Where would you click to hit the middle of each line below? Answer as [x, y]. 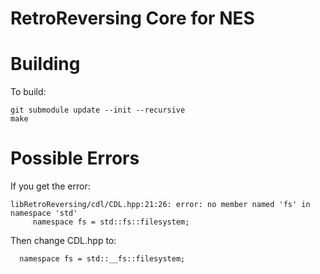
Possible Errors [75, 158]
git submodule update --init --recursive [98, 110]
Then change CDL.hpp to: [63, 241]
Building [45, 64]
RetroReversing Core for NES [132, 18]
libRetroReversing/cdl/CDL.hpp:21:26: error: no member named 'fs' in [160, 205]
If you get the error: [50, 186]
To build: [28, 92]
